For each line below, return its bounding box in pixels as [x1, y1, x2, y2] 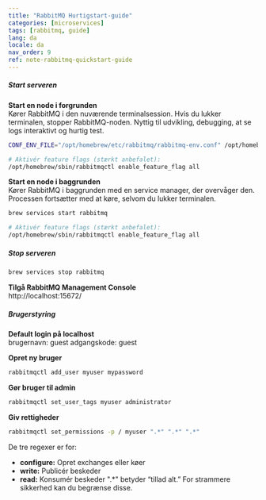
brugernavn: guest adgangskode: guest [8, 337, 137, 347]
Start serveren [8, 80, 58, 90]
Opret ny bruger [8, 352, 63, 362]
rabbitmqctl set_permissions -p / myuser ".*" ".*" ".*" [8, 428, 200, 436]
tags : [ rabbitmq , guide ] [8, 26, 90, 34]
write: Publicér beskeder [19, 466, 101, 475]
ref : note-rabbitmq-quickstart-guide [8, 56, 133, 64]
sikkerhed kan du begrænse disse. [19, 483, 133, 492]
